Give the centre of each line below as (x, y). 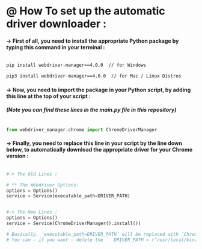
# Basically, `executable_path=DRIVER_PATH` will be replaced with (93, 234)
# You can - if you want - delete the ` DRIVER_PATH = (78, 240)
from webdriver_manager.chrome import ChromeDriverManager (82, 130)
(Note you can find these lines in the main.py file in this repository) (91, 110)
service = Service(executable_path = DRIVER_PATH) (68, 196)
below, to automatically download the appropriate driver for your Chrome (99, 150)
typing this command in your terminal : (56, 47)
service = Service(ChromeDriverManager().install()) (74, 224)
